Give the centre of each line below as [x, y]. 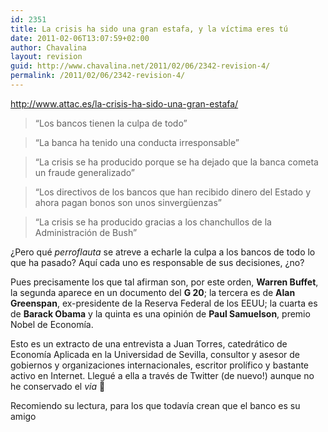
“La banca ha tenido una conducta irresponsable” [137, 142]
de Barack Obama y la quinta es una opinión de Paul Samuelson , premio [160, 313]
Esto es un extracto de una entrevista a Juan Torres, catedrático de [149, 343]
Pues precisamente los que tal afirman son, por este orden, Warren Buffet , [164, 282]
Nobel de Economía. [52, 324]
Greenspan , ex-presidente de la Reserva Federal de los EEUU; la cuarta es [164, 303]
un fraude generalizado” [85, 172]
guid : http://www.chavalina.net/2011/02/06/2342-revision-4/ [140, 66]
